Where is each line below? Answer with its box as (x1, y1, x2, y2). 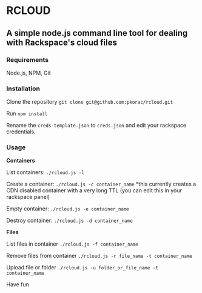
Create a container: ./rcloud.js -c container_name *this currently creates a (6, 180, 197, 188)
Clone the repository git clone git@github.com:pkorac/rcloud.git (6, 98, 173, 106)
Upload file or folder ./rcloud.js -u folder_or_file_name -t (6, 264, 159, 271)
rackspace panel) (6, 194, 50, 201)
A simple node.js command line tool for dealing (6, 28, 188, 38)
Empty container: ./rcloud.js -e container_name (6, 205, 129, 212)
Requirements (6, 55, 49, 64)
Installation (6, 84, 41, 93)
